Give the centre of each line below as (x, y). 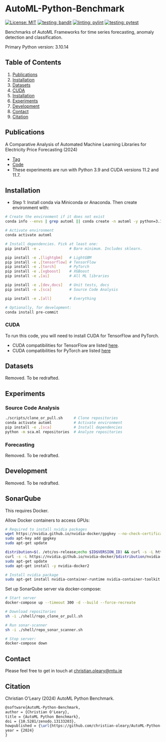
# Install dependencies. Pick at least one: (52, 244)
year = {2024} (20, 731)
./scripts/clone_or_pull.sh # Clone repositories (62, 418)
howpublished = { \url (27, 726)
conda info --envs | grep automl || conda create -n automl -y (72, 221)
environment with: (31, 208)
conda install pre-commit (32, 312)
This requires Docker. (27, 510)
